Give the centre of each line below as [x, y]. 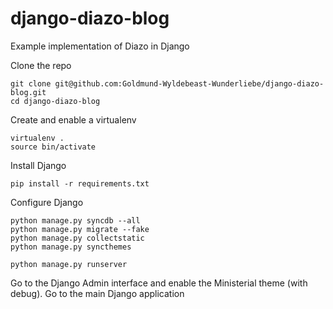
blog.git [28, 92]
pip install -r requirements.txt [80, 183]
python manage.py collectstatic [77, 238]
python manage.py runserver [69, 264]
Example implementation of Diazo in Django [100, 46]
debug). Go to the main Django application [97, 293]
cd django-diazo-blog [55, 101]
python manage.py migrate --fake [80, 229]
